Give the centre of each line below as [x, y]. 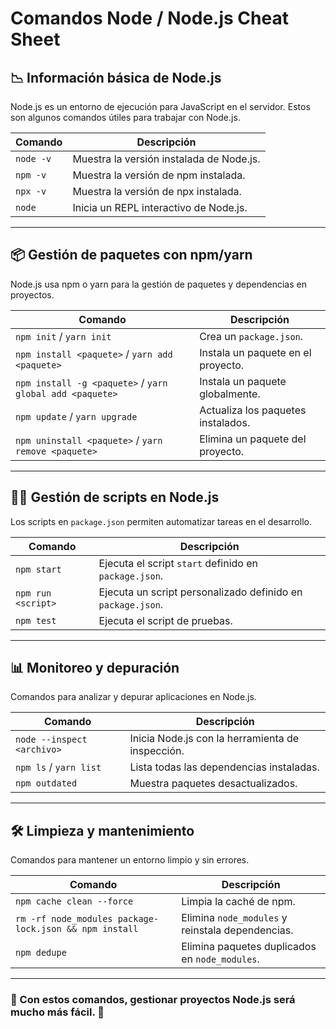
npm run [33, 593]
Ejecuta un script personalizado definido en [200, 592]
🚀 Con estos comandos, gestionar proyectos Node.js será [153, 1000]
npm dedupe [41, 953]
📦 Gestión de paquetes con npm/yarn [131, 255]
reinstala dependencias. [237, 930]
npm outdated [46, 783]
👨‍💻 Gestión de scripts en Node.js [115, 497]
